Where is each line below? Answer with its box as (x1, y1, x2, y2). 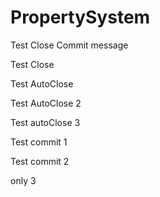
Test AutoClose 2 (10, 97, 82, 109)
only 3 (10, 174, 37, 186)
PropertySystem (10, 6, 151, 29)
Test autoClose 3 (10, 116, 81, 128)
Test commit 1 (10, 136, 68, 148)
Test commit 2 (10, 155, 70, 167)
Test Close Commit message (10, 39, 129, 51)
